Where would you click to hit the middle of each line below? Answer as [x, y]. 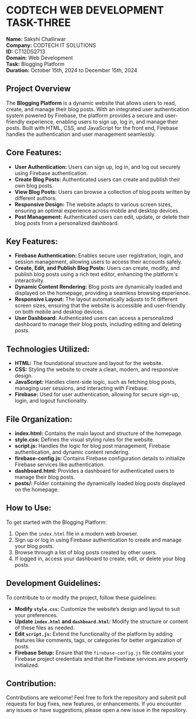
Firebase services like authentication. [60, 464]
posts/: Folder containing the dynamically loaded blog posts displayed [100, 483]
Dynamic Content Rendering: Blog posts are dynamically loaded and [98, 287]
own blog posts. [34, 185]
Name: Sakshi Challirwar [36, 39]
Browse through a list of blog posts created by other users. [86, 552]
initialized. [27, 665]
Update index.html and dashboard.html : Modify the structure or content [101, 621]
